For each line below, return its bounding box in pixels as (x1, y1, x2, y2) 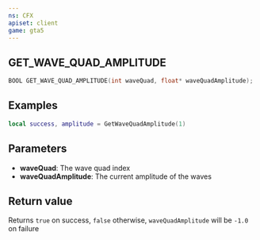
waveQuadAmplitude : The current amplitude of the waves (19, 172, 212, 181)
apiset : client (8, 19, 59, 27)
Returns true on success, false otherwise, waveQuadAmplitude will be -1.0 (8, 215, 249, 225)
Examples (8, 99, 58, 112)
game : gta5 (8, 26, 44, 34)
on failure (8, 224, 40, 234)
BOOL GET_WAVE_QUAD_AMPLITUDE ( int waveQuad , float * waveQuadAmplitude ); (8, 77, 254, 85)
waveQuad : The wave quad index (19, 163, 131, 172)
